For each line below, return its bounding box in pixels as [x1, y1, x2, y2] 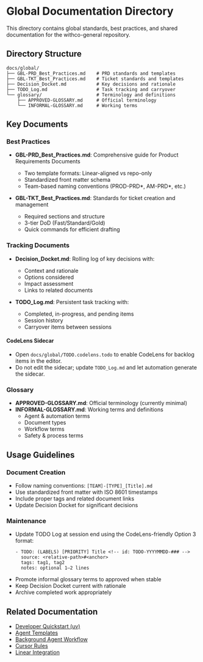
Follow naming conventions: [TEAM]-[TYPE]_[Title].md [15, 482, 153, 489]
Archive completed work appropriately [15, 589, 112, 596]
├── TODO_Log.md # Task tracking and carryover [6, 86, 176, 92]
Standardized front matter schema [24, 176, 111, 184]
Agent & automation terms [24, 412, 90, 420]
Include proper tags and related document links [15, 494, 135, 502]
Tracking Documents [6, 241, 70, 250]
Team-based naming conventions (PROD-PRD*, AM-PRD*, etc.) [24, 182, 186, 190]
